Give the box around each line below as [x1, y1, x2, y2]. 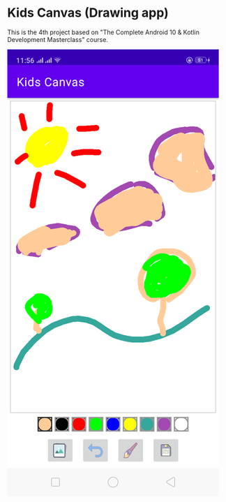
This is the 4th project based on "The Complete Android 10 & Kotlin [7, 28, 200, 36]
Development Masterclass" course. [7, 35, 108, 43]
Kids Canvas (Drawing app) [7, 5, 169, 21]
